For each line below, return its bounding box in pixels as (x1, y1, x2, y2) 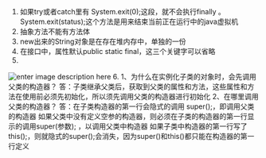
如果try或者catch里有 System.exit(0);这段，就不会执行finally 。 (19, 7, 225, 16)
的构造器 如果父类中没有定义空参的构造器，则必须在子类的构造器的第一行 (8, 112, 248, 121)
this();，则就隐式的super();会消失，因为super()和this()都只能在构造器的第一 (8, 132, 255, 141)
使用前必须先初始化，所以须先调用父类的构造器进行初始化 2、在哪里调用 (22, 92, 259, 101)
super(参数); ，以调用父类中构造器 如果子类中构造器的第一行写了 (35, 121, 248, 131)
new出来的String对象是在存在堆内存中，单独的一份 (19, 37, 186, 46)
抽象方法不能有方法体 (19, 27, 90, 36)
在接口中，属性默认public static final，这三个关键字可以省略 (19, 47, 216, 56)
